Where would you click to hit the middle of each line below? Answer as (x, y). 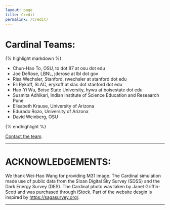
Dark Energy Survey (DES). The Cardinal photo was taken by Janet (75, 187)
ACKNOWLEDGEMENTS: (58, 162)
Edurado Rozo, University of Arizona (50, 112)
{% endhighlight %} (26, 127)
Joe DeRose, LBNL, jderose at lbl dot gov (55, 74)
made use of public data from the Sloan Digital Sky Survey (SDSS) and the (83, 181)
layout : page (19, 10)
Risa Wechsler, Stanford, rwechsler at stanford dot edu (70, 79)
